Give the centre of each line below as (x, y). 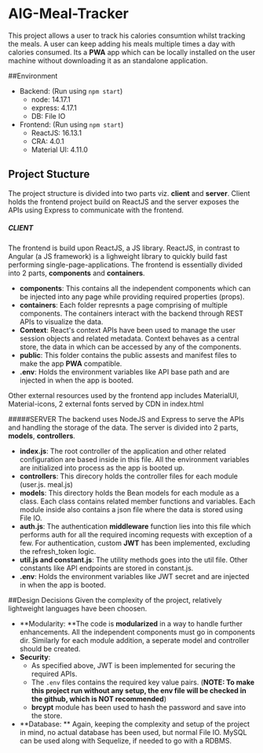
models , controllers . (42, 436)
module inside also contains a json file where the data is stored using (131, 509)
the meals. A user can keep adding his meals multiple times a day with (122, 43)
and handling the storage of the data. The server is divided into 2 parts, (124, 427)
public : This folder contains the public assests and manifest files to (128, 355)
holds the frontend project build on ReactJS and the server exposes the (124, 201)
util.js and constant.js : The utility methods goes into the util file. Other (133, 559)
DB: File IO (48, 116)
